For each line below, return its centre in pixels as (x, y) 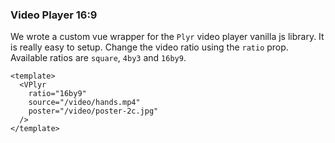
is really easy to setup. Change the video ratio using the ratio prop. (149, 47)
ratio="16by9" (57, 94)
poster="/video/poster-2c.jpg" (93, 111)
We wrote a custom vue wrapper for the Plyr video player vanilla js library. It (167, 37)
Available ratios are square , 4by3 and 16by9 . (98, 58)
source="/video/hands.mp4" (84, 103)
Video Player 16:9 (54, 15)
